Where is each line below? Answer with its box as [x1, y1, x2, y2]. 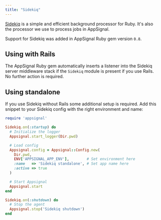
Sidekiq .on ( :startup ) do [5, 125, 56, 130]
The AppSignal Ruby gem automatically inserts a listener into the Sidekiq [5, 63, 153, 69]
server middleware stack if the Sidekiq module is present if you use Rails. [5, 68, 154, 74]
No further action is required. [5, 74, 64, 80]
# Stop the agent [9, 202, 45, 207]
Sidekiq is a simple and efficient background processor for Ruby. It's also [5, 21, 154, 27]
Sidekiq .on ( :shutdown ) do [5, 197, 58, 203]
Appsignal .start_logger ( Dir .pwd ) [9, 134, 78, 139]
